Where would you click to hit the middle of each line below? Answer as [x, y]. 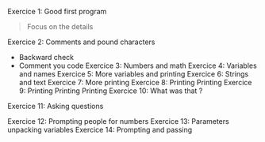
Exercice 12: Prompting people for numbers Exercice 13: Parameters [118, 121]
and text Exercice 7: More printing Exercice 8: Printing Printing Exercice [135, 82]
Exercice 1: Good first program [57, 11]
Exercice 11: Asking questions [56, 106]
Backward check [46, 57]
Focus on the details [60, 26]
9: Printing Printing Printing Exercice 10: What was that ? [111, 91]
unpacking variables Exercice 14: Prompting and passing [100, 130]
